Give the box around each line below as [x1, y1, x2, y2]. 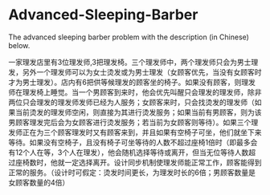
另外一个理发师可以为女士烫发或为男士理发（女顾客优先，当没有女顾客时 [22, 67, 262, 77]
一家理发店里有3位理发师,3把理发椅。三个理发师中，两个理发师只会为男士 [8, 57, 252, 67]
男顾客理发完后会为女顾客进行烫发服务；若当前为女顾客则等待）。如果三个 [8, 117, 252, 127]
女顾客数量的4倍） [8, 177, 70, 187]
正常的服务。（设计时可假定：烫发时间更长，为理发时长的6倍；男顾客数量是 [8, 167, 256, 177]
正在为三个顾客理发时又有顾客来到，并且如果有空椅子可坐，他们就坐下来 [22, 127, 262, 137]
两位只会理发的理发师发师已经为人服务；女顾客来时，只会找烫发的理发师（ [8, 97, 255, 107]
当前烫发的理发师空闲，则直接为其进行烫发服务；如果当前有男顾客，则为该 [14, 107, 262, 117]
